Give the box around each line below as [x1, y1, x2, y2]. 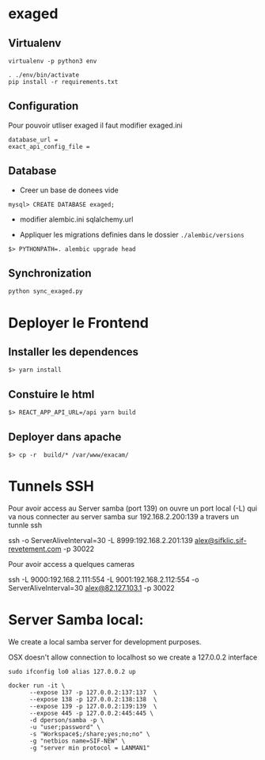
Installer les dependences [8, 345, 139, 359]
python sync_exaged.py [8, 287, 83, 295]
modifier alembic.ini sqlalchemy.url [19, 215, 134, 224]
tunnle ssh [8, 520, 42, 530]
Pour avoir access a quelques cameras [8, 560, 135, 568]
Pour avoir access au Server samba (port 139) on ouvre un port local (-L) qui [8, 503, 258, 513]
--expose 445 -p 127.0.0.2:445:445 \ [28, 709, 154, 717]
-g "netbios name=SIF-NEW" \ [28, 737, 126, 745]
